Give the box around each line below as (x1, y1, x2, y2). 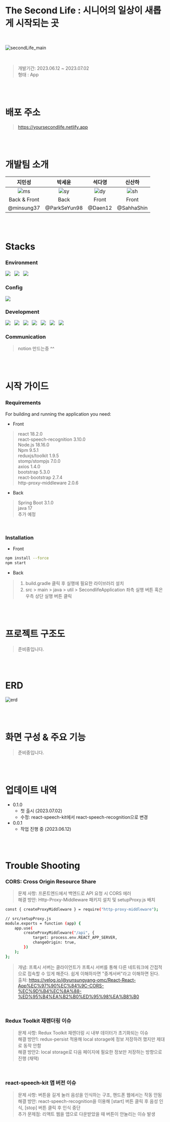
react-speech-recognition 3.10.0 (17, 436, 86, 442)
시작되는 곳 (15, 17, 59, 29)
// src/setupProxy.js (5, 916, 52, 921)
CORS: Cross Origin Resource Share (5, 878, 96, 885)
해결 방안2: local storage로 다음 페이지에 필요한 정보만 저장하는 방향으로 (17, 1049, 162, 1055)
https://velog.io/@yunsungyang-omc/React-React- (29, 977, 136, 983)
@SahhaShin (117, 204, 148, 211)
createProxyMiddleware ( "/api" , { (23, 930, 95, 936)
